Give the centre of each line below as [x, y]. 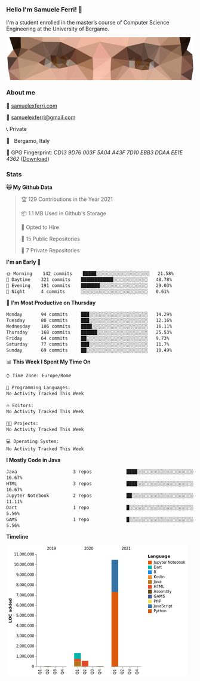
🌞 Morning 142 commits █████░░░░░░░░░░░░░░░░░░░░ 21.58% [90, 274]
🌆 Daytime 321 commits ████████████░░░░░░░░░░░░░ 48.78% [89, 280]
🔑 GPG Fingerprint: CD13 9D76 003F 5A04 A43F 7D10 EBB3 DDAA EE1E [95, 152]
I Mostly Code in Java [33, 460]
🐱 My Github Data [29, 187]
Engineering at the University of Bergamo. [58, 29]
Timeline [17, 537]
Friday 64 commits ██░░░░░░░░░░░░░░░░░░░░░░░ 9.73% [88, 338]
